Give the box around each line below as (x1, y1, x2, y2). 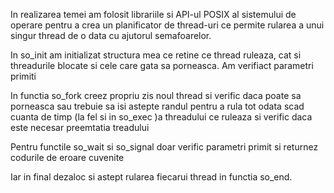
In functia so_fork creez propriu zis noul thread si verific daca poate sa (10, 90, 302, 101)
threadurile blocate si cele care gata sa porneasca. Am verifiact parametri (10, 60, 314, 71)
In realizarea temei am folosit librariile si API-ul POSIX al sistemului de (10, 9, 297, 20)
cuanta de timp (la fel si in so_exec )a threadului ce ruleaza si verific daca (10, 111, 313, 123)
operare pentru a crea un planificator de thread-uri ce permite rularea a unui (10, 19, 325, 31)
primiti (10, 70, 37, 82)
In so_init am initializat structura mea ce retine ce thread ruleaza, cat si (10, 49, 302, 61)
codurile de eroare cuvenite (10, 152, 125, 163)
